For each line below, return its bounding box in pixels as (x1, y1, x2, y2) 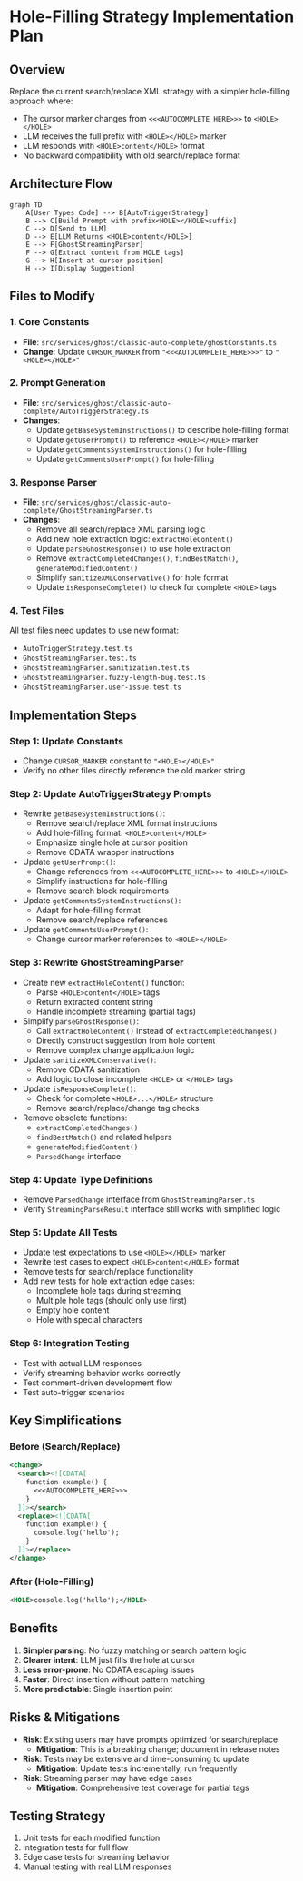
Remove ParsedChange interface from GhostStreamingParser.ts (22, 1194, 256, 1205)
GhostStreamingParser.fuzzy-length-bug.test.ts (22, 674, 206, 683)
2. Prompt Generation (9, 377, 106, 389)
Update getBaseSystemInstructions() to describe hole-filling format (35, 424, 289, 435)
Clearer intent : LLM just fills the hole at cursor (22, 1654, 196, 1665)
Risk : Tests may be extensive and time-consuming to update (22, 1753, 249, 1764)
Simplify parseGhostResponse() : (22, 1015, 140, 1027)
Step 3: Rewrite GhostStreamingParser (9, 956, 184, 969)
